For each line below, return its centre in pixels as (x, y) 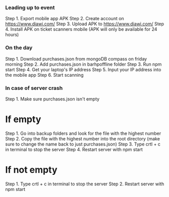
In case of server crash (34, 88)
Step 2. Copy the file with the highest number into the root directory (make (83, 138)
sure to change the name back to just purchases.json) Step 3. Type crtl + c (83, 144)
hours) (12, 35)
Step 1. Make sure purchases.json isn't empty (52, 99)
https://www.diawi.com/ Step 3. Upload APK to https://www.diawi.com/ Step (85, 24)
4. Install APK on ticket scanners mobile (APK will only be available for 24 (81, 29)
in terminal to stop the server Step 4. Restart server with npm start (74, 149)
